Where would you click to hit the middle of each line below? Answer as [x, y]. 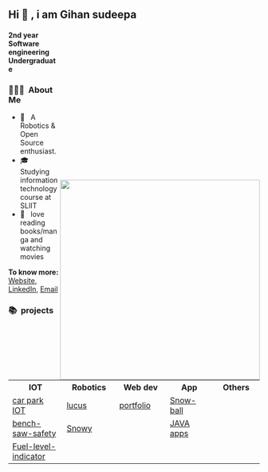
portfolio [135, 405]
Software [24, 43]
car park [28, 400]
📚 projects [31, 310]
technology [38, 189]
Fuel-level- [34, 446]
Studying [35, 172]
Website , [23, 281]
